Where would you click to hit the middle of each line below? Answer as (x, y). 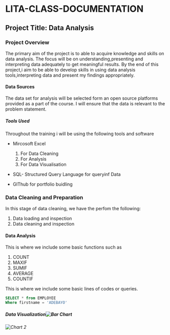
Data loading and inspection (42, 218)
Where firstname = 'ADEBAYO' (36, 303)
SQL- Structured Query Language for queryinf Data (67, 174)
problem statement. (26, 109)
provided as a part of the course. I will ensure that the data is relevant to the (85, 104)
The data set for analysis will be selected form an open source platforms (82, 98)
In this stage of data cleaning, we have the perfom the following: (73, 209)
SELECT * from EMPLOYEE (31, 298)
